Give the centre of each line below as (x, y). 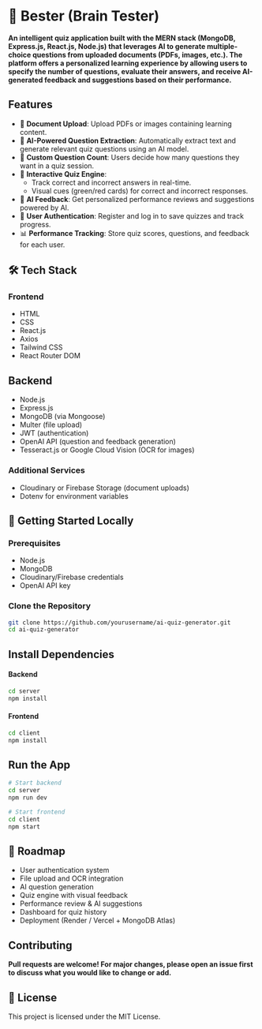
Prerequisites (34, 543)
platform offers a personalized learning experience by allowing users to (128, 63)
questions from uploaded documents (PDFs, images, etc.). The (138, 54)
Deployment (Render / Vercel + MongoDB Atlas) (97, 920)
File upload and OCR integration (71, 878)
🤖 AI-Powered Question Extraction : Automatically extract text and (128, 140)
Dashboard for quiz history (63, 912)
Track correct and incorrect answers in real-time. (111, 182)
